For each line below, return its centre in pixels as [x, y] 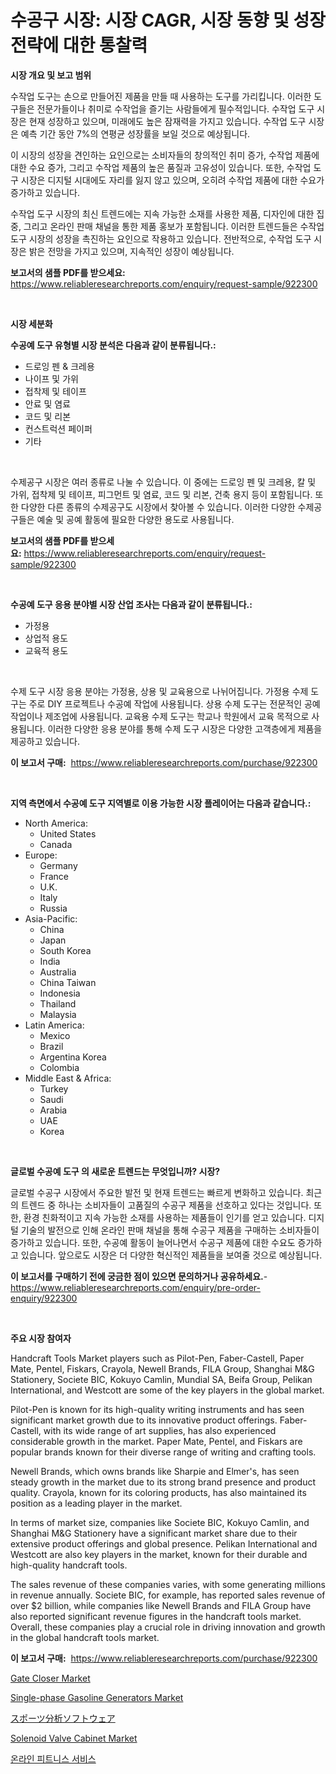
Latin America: [54, 1025]
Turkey [54, 1088]
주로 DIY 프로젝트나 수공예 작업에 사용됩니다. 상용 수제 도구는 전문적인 [165, 703]
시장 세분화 [31, 323]
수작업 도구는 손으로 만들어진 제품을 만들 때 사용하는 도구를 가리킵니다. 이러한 [161, 96]
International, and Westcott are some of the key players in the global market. [167, 1390]
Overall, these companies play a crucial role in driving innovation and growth [168, 1627]
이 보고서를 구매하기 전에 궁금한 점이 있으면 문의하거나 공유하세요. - [139, 1276]
